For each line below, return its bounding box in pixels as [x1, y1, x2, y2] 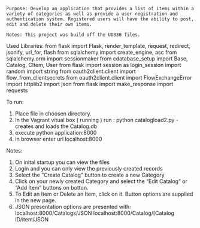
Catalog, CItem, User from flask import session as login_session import [6, 62, 181, 68]
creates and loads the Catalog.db [14, 123, 98, 130]
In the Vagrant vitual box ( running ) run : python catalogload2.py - [14, 117, 178, 123]
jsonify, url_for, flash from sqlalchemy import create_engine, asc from [6, 48, 177, 56]
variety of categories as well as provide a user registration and [6, 11, 178, 17]
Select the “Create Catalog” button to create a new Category [14, 171, 165, 178]
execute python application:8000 [14, 129, 97, 136]
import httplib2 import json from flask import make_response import [6, 81, 174, 87]
